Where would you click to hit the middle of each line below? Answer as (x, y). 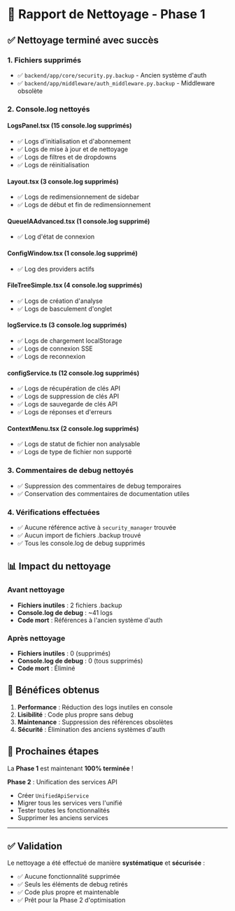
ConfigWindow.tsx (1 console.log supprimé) (73, 253)
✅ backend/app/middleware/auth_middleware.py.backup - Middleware (116, 83)
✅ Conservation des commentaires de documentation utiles (104, 493)
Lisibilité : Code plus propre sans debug (76, 714)
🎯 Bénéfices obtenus (54, 690)
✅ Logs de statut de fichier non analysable (79, 444)
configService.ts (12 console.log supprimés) (73, 373)
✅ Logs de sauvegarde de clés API (67, 404)
